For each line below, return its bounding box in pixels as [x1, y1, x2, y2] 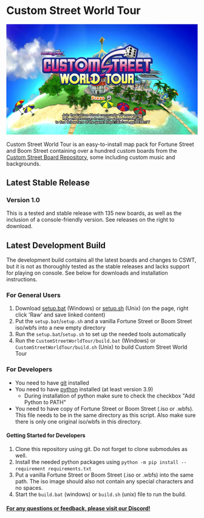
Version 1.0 [6, 195, 41, 204]
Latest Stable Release [6, 178, 90, 188]
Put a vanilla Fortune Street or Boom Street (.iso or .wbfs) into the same [15, 471, 194, 478]
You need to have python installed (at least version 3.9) [15, 385, 154, 393]
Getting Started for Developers [6, 432, 86, 439]
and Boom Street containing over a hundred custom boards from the [6, 147, 177, 154]
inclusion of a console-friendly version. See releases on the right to [6, 216, 175, 223]
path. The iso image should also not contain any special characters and [15, 477, 194, 485]
